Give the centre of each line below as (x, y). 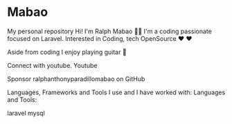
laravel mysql (26, 113)
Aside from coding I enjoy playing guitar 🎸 (67, 52)
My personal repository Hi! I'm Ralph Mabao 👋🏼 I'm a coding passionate (110, 31)
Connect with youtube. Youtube (53, 65)
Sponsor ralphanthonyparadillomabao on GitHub (76, 79)
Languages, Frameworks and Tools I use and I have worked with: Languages (116, 92)
